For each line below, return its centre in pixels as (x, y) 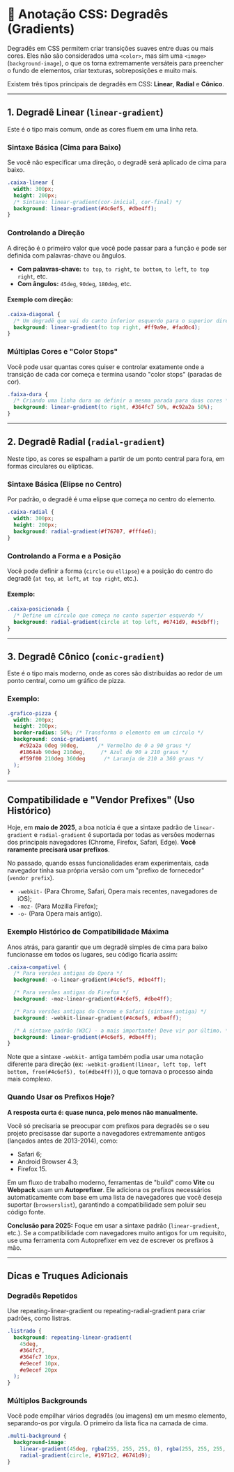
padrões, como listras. (39, 1318)
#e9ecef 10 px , (40, 1363)
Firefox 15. (32, 1168)
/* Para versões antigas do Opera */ (68, 973)
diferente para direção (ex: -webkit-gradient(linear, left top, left (107, 1064)
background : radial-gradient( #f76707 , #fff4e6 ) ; (85, 531)
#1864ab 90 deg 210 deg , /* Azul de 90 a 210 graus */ (104, 752)
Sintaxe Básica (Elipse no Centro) (65, 484)
